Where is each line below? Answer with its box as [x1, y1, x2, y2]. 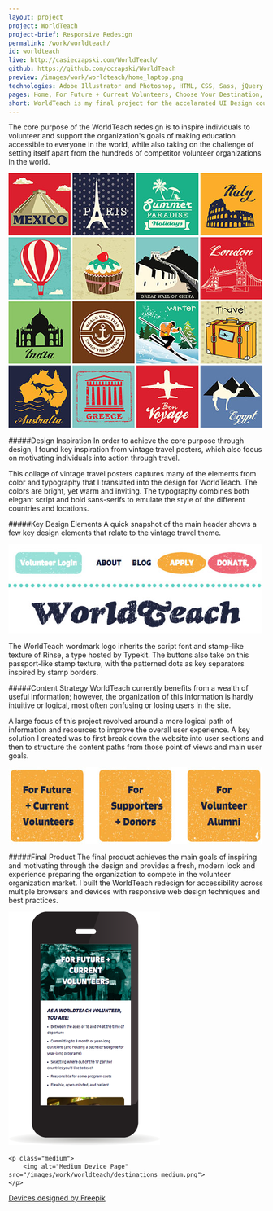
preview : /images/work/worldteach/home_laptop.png [8, 73, 184, 81]
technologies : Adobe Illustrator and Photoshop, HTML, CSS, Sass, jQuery [8, 81, 264, 90]
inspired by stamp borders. [8, 668, 99, 678]
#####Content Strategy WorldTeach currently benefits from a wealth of [8, 683, 249, 693]
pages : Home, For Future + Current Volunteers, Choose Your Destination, [8, 90, 264, 99]
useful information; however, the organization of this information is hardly [8, 692, 254, 702]
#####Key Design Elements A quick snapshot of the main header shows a [8, 520, 258, 529]
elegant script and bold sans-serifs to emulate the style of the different [8, 495, 245, 505]
